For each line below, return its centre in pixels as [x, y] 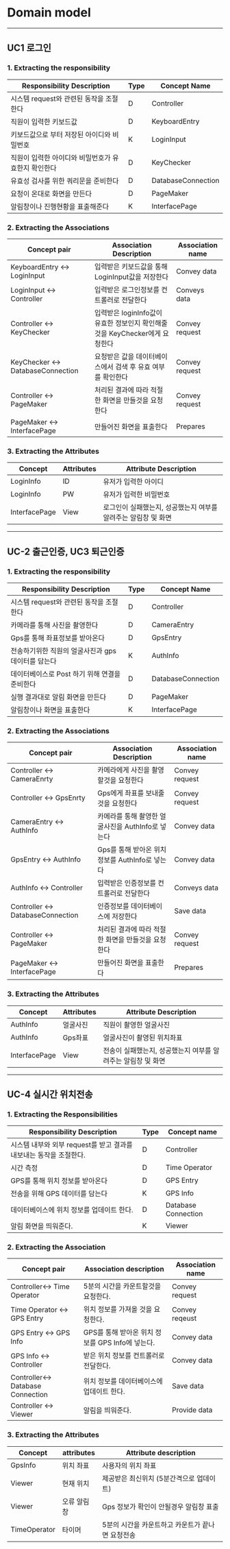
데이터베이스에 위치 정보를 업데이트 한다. [72, 1210]
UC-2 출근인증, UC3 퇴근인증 [66, 551]
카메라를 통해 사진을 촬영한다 [54, 625]
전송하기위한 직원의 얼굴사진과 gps [64, 650]
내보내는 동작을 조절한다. [48, 1155]
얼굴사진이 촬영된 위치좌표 [143, 1038]
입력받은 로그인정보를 [127, 289]
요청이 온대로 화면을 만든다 [51, 193]
